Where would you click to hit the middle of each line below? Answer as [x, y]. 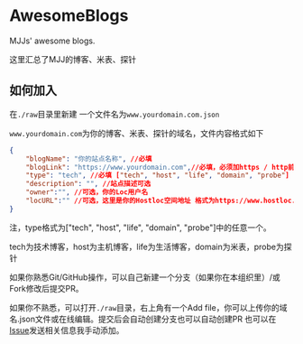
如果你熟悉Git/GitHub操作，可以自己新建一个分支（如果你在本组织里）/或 [145, 277]
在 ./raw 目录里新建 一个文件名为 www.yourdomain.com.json [115, 114]
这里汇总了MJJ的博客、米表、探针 [73, 59]
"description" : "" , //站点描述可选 [88, 184]
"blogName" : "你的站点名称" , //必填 [89, 159]
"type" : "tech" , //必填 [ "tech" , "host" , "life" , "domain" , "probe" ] [158, 176]
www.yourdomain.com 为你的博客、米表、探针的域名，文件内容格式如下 [137, 133]
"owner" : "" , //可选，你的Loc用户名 [87, 192]
